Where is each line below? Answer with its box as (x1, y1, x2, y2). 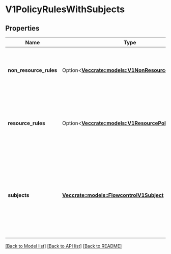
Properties (5, 24, 40, 33)
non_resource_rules (8, 67, 58, 73)
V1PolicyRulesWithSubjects (5, 4, 125, 15)
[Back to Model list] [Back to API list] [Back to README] (5, 243, 122, 249)
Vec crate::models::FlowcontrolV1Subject (62, 192, 164, 198)
